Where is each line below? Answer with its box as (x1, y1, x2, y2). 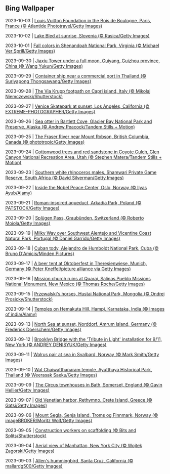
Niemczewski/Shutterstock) (5, 93, 63, 99)
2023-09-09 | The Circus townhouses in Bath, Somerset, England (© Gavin (5, 381, 163, 387)
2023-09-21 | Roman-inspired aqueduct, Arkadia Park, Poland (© (5, 199, 142, 205)
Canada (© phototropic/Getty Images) (5, 139, 85, 145)
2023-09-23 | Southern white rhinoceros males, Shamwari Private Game (5, 169, 157, 175)
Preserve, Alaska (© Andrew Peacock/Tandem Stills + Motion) (5, 123, 135, 130)
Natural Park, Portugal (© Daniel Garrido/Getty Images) (5, 235, 120, 241)
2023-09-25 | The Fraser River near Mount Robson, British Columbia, (5, 134, 150, 140)
